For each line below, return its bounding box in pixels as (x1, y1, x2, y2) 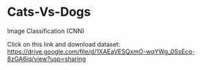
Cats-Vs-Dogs (7, 4, 91, 20)
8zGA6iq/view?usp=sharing (7, 54, 86, 62)
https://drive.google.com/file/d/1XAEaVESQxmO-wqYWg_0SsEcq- (7, 47, 195, 56)
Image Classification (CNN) (7, 27, 85, 35)
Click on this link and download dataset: (7, 40, 121, 48)
